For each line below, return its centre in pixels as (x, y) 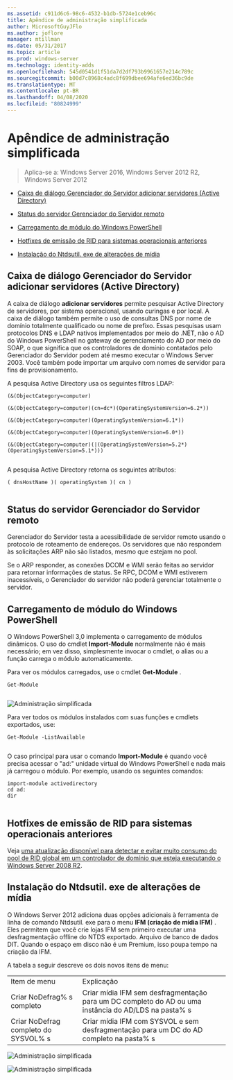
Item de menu (33, 981)
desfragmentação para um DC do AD (143, 1029)
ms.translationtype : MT (42, 85)
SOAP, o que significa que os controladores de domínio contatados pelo (110, 348)
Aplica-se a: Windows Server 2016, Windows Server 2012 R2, (112, 172)
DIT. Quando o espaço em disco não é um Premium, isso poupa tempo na (112, 944)
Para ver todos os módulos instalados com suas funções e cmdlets (103, 717)
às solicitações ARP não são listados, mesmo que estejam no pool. (102, 551)
